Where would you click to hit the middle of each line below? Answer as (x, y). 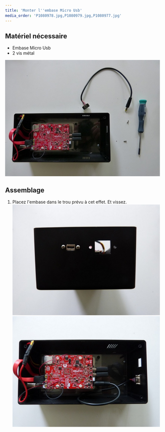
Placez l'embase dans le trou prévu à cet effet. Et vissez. (69, 202)
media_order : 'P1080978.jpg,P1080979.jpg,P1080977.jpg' (63, 15)
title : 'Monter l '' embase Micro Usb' (44, 10)
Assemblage (25, 190)
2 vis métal (23, 53)
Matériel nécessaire (36, 36)
